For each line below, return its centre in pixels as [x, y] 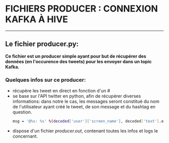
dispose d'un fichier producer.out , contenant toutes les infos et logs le [85, 130]
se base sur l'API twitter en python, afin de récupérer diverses [77, 96]
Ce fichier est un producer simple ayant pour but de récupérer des [76, 56]
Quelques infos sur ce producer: [46, 80]
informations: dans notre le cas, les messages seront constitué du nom [86, 101]
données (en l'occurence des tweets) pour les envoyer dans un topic [78, 61]
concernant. [25, 136]
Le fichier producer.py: [42, 44]
